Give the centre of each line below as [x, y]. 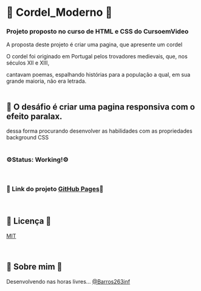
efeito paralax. [34, 116]
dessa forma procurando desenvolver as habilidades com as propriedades [99, 131]
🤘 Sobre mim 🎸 [34, 267]
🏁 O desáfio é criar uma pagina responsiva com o [101, 107]
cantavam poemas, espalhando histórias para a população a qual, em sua [98, 75]
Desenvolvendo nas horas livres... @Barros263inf [68, 281]
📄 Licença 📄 [29, 221]
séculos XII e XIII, [28, 63]
